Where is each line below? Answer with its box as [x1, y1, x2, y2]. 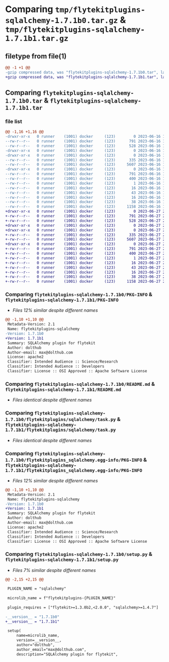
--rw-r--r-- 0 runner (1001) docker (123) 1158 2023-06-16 [5, 204, 161, 209]
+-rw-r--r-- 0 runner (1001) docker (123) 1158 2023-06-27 [5, 279, 161, 284]
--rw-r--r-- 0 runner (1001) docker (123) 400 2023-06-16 [5, 176, 161, 182]
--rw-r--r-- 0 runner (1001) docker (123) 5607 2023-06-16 [5, 162, 161, 167]
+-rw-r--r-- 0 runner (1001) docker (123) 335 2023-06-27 [5, 232, 161, 237]
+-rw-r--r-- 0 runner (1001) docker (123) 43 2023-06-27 [5, 265, 161, 270]
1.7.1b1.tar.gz [5, 34, 69, 43]
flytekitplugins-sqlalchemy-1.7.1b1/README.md [5, 386, 122, 392]
